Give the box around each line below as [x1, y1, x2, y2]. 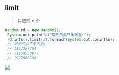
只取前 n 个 [17, 17, 40, 24]
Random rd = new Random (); [5, 27, 61, 33]
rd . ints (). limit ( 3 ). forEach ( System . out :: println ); [7, 37, 115, 42]
